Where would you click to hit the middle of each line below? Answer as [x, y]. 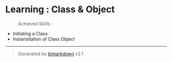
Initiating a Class [30, 33]
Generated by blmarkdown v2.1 [50, 54]
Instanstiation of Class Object [44, 39]
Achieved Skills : [35, 24]
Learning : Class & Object [60, 9]
